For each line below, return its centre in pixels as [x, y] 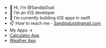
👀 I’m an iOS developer [32, 13]
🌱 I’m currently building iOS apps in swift [50, 18]
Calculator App [24, 35]
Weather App [23, 40]
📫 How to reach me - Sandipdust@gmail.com [55, 23]
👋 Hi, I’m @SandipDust [32, 8]
